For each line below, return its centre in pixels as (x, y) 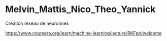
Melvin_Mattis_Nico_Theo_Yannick (80, 9)
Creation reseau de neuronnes (37, 23)
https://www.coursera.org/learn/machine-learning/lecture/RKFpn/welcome (83, 33)
